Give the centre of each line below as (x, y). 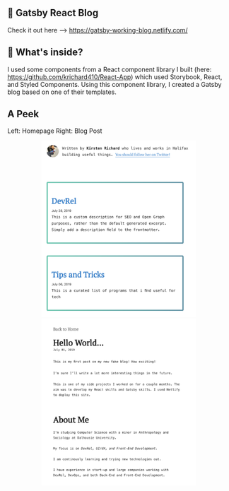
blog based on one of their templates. (62, 92)
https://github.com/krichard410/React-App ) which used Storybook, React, (115, 77)
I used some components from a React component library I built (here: (110, 69)
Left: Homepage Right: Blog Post (55, 131)
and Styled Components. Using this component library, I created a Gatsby (114, 84)
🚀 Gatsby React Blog (53, 13)
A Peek (23, 114)
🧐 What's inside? (45, 53)
